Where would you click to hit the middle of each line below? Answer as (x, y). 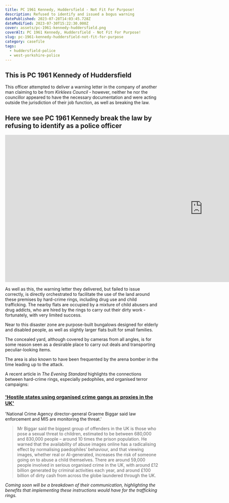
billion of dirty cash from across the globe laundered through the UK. (87, 476)
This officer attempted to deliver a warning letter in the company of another (81, 87)
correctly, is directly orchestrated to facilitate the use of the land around (78, 294)
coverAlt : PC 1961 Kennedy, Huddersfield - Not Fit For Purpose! (73, 32)
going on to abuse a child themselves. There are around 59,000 (81, 460)
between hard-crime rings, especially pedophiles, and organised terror (76, 379)
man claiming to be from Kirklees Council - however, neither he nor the (76, 92)
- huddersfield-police (33, 51)
